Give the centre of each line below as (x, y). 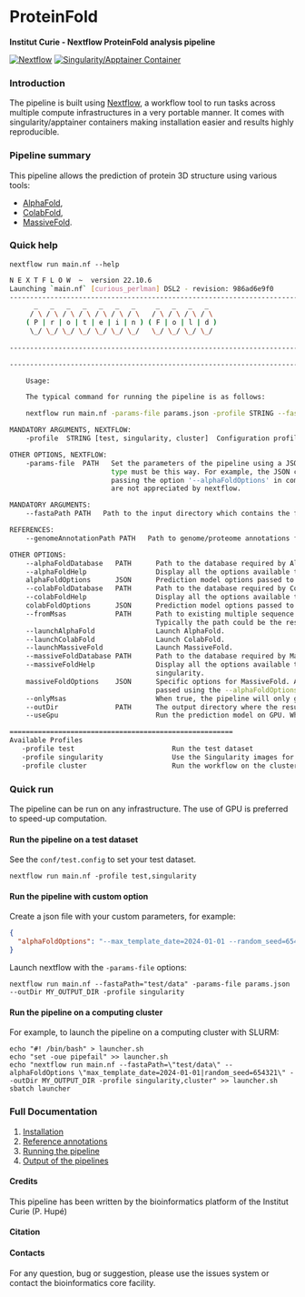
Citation (25, 1232)
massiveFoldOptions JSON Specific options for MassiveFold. (158, 681)
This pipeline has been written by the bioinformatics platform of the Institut (149, 1201)
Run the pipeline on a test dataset (74, 840)
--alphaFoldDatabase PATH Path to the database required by (156, 563)
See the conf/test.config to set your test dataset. (103, 860)
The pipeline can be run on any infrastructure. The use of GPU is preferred (149, 809)
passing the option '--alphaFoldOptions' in (196, 480)
